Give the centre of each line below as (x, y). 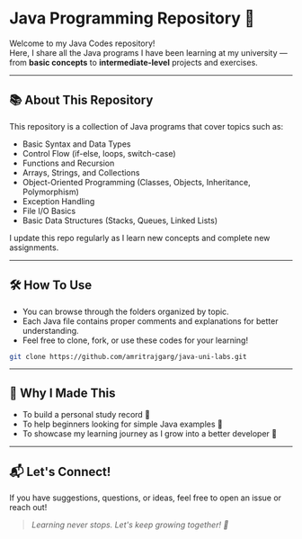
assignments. (34, 247)
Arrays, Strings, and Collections (81, 172)
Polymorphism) (50, 192)
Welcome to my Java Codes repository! (82, 43)
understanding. (50, 330)
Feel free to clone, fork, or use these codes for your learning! (135, 340)
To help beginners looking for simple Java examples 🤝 (122, 424)
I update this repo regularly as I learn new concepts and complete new (140, 238)
